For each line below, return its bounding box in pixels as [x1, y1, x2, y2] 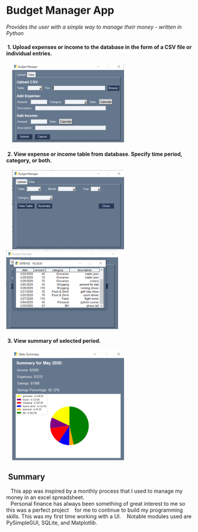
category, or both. [6, 156, 52, 164]
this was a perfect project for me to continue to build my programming [6, 506, 183, 514]
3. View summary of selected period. [7, 337, 101, 344]
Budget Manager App [6, 4, 115, 17]
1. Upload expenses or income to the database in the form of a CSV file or [7, 43, 192, 51]
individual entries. [6, 50, 52, 57]
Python [6, 29, 24, 36]
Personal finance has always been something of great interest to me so [10, 500, 185, 508]
